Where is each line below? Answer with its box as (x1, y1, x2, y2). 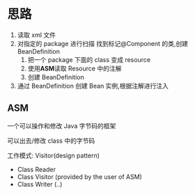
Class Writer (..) (17, 180, 63, 188)
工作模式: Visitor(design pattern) (7, 151, 100, 159)
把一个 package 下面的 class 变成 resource (27, 55, 151, 63)
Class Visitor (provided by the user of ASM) (17, 172, 143, 181)
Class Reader (17, 165, 56, 173)
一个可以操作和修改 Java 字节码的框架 (7, 121, 116, 130)
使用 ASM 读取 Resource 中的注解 (27, 64, 122, 72)
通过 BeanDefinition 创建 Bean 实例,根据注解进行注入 (17, 81, 169, 90)
